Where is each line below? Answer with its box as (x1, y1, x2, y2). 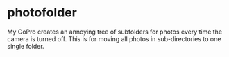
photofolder (7, 5, 78, 21)
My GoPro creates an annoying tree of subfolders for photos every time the (7, 27, 223, 36)
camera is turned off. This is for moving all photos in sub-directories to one (7, 34, 221, 43)
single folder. (7, 42, 44, 50)
